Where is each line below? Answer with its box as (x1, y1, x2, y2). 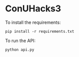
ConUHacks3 (5, 3, 61, 14)
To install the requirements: (5, 19, 61, 25)
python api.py (5, 47, 35, 52)
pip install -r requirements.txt (5, 29, 75, 34)
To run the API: (5, 38, 36, 44)
